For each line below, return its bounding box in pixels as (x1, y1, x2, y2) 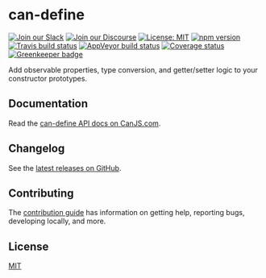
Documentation (8, 97, 89, 110)
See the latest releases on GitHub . (8, 163, 122, 172)
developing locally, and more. (8, 216, 106, 226)
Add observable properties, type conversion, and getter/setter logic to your (8, 64, 258, 74)
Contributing (8, 186, 74, 200)
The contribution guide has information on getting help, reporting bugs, (8, 208, 245, 218)
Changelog (8, 142, 65, 156)
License (8, 239, 49, 253)
